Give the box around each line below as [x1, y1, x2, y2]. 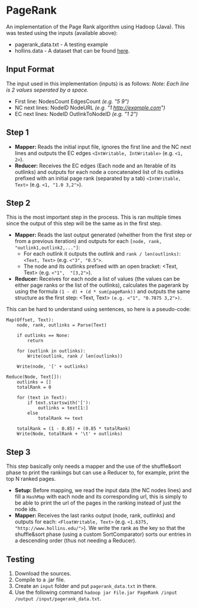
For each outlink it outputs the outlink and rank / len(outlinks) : [23, 250, 181, 257]
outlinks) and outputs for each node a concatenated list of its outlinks [14, 168, 184, 175]
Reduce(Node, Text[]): [6, 374, 62, 380]
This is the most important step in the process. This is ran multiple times [6, 214, 181, 221]
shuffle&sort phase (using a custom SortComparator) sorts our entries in [14, 531, 191, 538]
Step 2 [6, 198, 31, 208]
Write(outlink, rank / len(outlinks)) [27, 353, 123, 360]
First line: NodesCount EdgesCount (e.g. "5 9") [14, 98, 129, 105]
